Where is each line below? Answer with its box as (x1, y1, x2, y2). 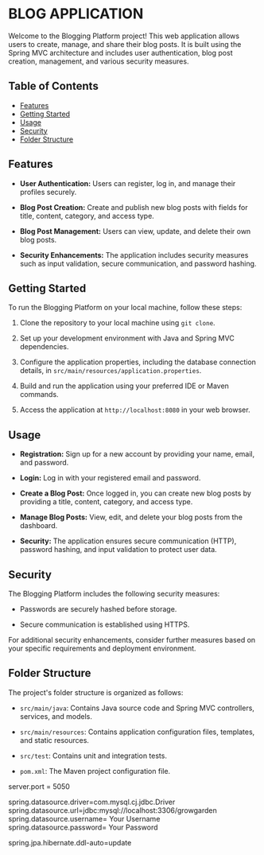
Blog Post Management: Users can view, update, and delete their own (19, 226, 251, 235)
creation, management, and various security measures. (8, 56, 189, 66)
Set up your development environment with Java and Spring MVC (19, 333, 235, 343)
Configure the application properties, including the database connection (19, 357, 257, 367)
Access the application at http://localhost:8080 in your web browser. (19, 405, 250, 414)
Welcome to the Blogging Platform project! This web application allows (8, 31, 240, 41)
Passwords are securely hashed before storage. (19, 604, 177, 613)
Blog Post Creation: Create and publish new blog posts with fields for (19, 202, 248, 212)
